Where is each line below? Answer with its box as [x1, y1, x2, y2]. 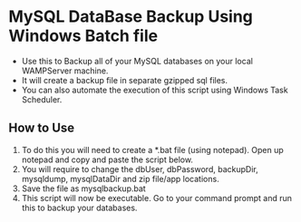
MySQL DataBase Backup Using [8, 6, 253, 27]
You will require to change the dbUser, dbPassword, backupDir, [21, 163, 259, 174]
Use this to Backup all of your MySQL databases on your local [21, 55, 253, 66]
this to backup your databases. [21, 202, 138, 213]
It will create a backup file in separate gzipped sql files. [21, 74, 228, 85]
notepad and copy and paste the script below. [21, 154, 194, 165]
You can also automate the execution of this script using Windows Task [21, 84, 288, 95]
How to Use [8, 121, 75, 136]
